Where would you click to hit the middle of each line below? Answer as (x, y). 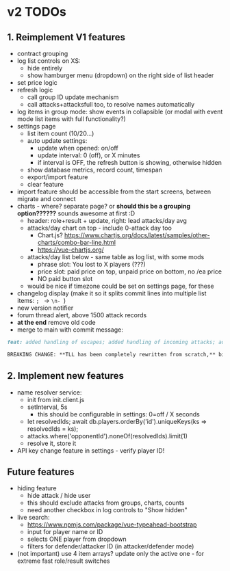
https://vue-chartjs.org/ (71, 250)
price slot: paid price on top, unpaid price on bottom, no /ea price (130, 271)
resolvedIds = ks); (53, 429)
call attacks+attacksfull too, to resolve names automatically (111, 104)
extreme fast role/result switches (63, 561)
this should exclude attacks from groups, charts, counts (106, 503)
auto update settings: (57, 141)
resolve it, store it (52, 443)
